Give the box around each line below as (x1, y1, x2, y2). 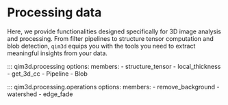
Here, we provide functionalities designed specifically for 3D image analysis (7, 27, 221, 35)
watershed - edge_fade (7, 90, 73, 98)
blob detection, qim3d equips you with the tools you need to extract (7, 42, 196, 50)
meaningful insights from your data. (7, 49, 108, 57)
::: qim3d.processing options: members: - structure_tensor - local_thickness (7, 62, 221, 70)
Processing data (7, 5, 102, 20)
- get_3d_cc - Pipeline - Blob (7, 70, 88, 78)
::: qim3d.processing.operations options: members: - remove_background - (7, 82, 220, 91)
